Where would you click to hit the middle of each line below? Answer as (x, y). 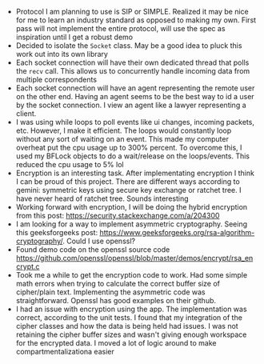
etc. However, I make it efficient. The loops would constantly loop (124, 130)
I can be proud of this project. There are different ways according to (128, 182)
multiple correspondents (56, 80)
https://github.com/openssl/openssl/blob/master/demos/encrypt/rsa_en (134, 258)
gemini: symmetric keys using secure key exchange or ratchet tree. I (128, 190)
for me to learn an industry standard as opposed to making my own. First (136, 20)
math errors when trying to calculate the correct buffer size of (118, 284)
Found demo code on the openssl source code (93, 250)
